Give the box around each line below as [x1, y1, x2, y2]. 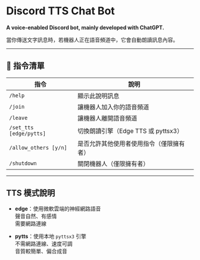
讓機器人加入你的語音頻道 [77, 103, 149, 111]
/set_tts [9, 124, 34, 131]
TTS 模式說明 [6, 188, 55, 198]
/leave [9, 114, 28, 121]
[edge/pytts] [9, 130, 46, 137]
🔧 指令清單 [6, 61, 45, 71]
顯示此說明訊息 [77, 91, 120, 100]
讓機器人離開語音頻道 [77, 114, 137, 122]
